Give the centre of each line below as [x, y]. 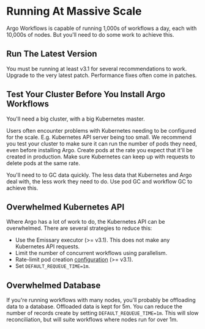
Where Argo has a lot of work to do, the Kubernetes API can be [86, 222]
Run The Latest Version [52, 54]
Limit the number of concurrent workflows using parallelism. [91, 253]
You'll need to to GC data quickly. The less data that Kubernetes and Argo [99, 175]
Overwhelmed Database [54, 285]
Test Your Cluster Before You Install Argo [86, 94]
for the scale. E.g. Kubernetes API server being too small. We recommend [99, 137]
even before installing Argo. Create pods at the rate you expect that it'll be [99, 150]
